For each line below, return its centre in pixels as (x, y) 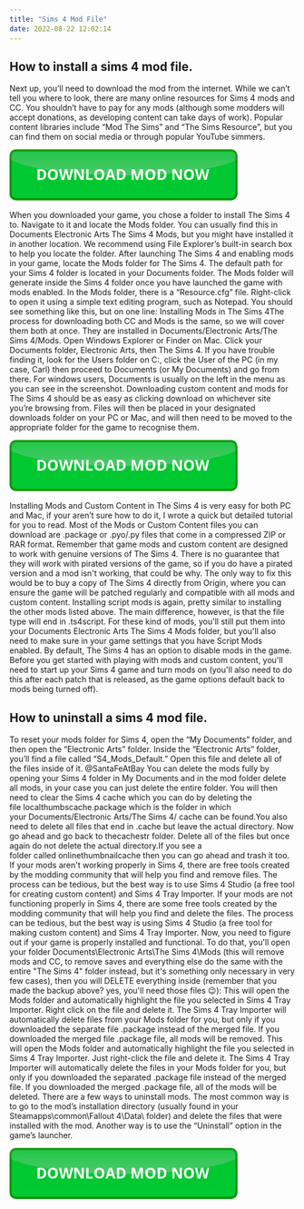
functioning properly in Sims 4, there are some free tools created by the (143, 904)
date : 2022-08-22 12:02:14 (60, 29)
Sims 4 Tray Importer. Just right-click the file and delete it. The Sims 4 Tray (150, 1058)
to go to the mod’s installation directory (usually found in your (124, 1106)
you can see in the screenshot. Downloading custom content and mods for (149, 389)
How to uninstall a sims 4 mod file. (108, 718)
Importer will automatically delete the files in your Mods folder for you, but (148, 1068)
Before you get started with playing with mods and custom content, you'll (146, 660)
